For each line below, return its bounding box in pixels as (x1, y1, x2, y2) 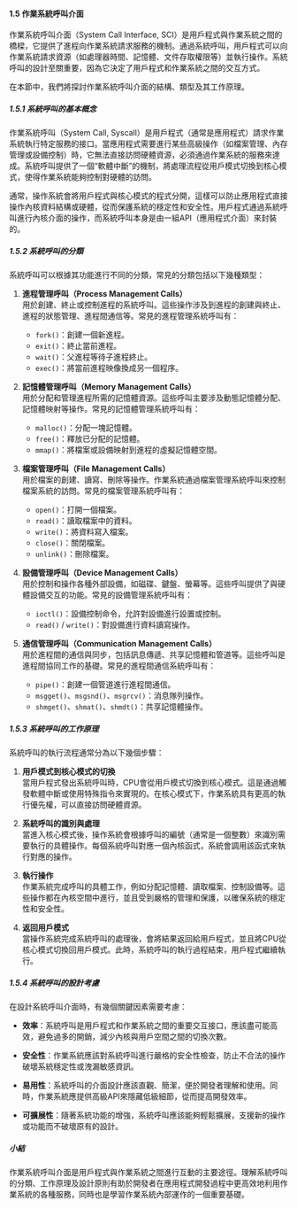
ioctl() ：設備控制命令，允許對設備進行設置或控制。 (34, 608, 226, 619)
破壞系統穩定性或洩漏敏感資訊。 (21, 1061, 139, 1072)
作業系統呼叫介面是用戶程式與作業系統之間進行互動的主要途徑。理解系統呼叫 (9, 1167, 288, 1178)
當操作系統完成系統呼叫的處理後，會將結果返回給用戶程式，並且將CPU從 (21, 933, 287, 944)
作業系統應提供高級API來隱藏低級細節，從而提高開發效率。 (37, 1091, 252, 1102)
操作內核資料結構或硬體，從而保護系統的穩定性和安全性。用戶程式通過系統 (9, 202, 280, 213)
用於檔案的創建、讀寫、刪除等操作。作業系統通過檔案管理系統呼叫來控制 (21, 475, 286, 485)
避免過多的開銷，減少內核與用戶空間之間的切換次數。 (37, 1032, 232, 1042)
